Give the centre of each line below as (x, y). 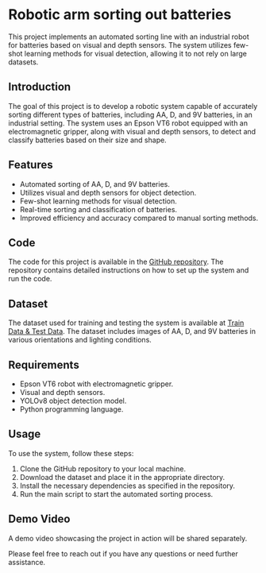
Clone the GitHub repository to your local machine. (103, 468)
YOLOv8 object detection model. (73, 401)
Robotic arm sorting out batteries (120, 15)
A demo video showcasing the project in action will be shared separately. (128, 538)
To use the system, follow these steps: (71, 453)
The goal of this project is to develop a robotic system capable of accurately (133, 106)
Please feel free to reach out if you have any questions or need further (123, 553)
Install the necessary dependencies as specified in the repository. (127, 486)
